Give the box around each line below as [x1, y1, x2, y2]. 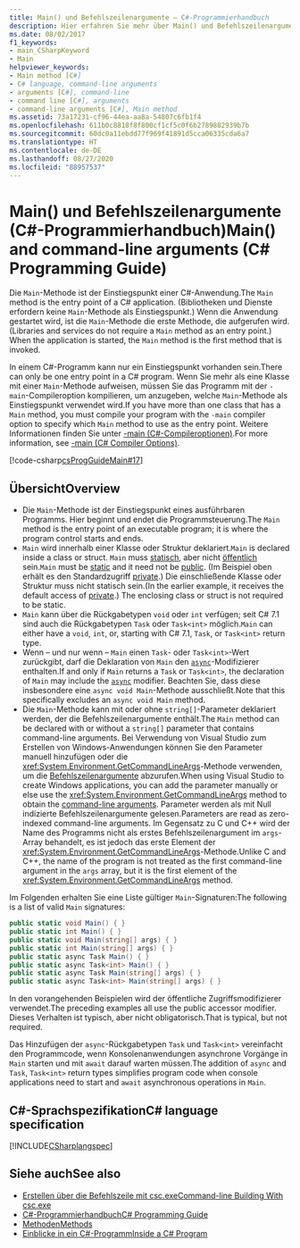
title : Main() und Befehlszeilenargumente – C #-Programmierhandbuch [9, 13, 270, 22]
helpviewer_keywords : [9, 63, 90, 72]
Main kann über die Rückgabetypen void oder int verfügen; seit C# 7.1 [21, 609, 279, 620]
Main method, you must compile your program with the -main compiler [9, 409, 266, 420]
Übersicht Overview [9, 481, 121, 496]
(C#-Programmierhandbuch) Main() [9, 220, 277, 240]
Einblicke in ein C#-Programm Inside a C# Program [21, 1227, 208, 1238]
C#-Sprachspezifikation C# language [9, 1102, 219, 1118]
